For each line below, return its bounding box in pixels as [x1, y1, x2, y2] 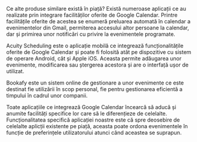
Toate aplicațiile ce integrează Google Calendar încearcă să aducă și [6, 104, 177, 110]
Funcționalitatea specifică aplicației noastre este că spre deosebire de [6, 116, 180, 123]
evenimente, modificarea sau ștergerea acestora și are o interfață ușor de [6, 61, 189, 68]
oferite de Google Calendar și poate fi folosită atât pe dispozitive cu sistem [6, 49, 192, 56]
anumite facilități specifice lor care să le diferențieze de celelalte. [6, 110, 167, 117]
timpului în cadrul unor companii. [6, 92, 88, 99]
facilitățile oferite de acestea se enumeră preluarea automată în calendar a [6, 18, 191, 25]
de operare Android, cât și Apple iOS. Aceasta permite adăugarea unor [6, 55, 182, 62]
